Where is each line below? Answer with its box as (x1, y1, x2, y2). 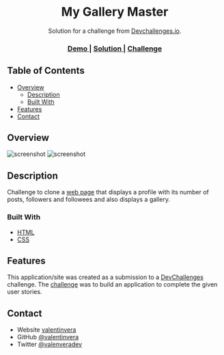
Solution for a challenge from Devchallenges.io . (48, 27, 182, 35)
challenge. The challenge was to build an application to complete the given (7, 280, 218, 289)
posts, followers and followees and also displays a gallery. (7, 196, 171, 204)
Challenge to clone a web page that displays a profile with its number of (7, 188, 210, 196)
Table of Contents (7, 65, 85, 77)
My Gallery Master (61, 4, 169, 20)
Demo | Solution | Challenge (67, 44, 163, 53)
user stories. (7, 288, 42, 296)
